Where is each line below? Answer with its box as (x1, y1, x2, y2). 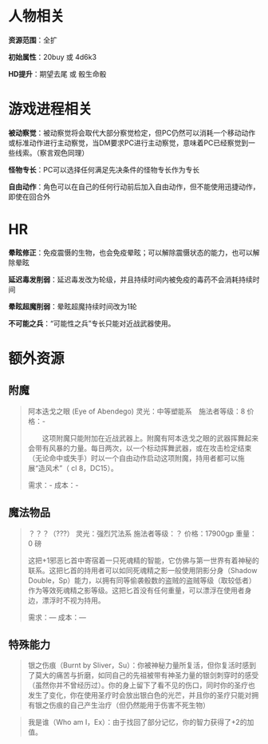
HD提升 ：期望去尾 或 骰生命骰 (8, 69, 107, 78)
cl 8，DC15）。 (71, 463, 118, 473)
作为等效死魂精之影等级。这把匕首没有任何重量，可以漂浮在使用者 (27, 585, 245, 595)
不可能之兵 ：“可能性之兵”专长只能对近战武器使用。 (8, 319, 175, 328)
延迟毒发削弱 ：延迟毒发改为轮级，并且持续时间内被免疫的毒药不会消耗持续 (8, 275, 253, 284)
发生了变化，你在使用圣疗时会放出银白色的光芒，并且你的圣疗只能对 (27, 691, 252, 700)
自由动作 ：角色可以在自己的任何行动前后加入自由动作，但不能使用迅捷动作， (8, 181, 260, 192)
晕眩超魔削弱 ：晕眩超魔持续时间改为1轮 (8, 301, 137, 311)
